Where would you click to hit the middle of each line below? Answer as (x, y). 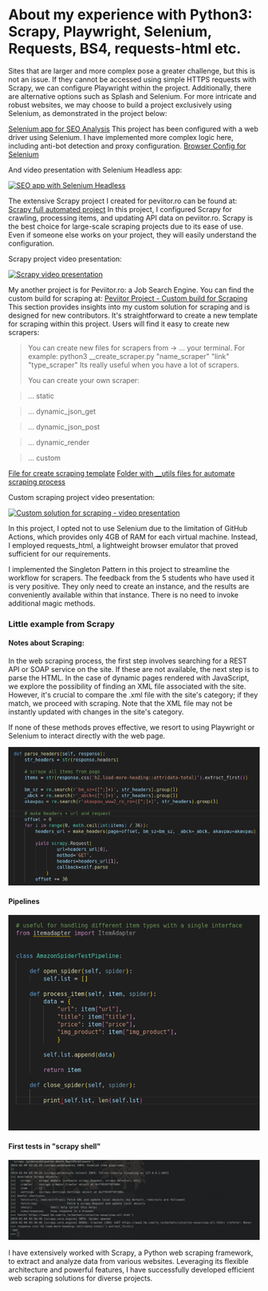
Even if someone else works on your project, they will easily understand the (132, 234)
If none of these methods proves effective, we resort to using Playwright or (132, 727)
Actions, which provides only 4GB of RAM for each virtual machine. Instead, (133, 537)
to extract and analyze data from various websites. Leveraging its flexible (128, 1261)
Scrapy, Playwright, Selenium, (110, 32)
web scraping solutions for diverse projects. (81, 1278)
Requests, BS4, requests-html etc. (125, 49)
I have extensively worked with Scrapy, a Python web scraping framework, (131, 1253)
